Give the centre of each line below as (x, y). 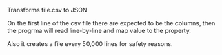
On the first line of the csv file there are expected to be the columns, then (111, 23)
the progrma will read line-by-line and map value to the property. (99, 31)
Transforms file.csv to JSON (47, 10)
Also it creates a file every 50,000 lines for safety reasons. (90, 44)
